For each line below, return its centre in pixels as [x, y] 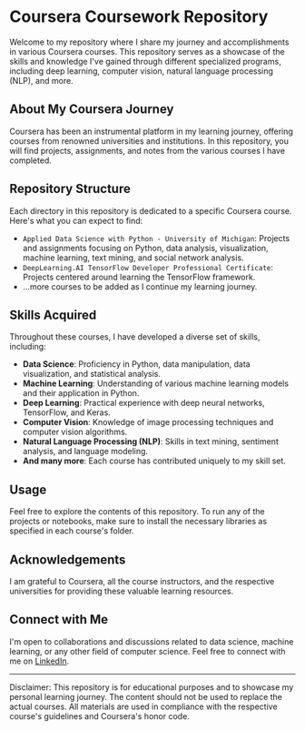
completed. [30, 160]
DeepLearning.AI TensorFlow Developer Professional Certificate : [148, 267]
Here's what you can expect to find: [76, 220]
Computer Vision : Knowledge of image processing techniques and [148, 422]
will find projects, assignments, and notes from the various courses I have [148, 150]
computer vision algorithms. [75, 432]
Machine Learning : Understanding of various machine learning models [155, 383]
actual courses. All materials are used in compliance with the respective [144, 706]
